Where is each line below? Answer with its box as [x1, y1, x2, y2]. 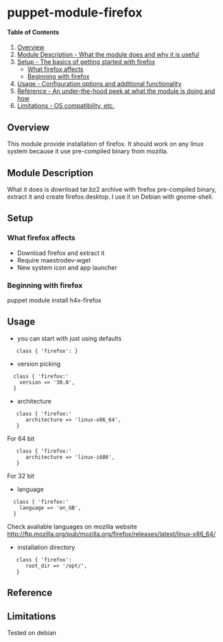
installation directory [16, 543, 75, 551]
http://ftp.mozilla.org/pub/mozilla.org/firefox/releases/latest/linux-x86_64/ [7, 529, 216, 538]
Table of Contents [7, 27, 60, 36]
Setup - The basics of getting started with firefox [16, 58, 156, 66]
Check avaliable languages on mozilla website [7, 522, 137, 531]
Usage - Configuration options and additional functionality [16, 80, 182, 88]
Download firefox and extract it [16, 249, 105, 257]
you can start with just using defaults [16, 334, 122, 342]
